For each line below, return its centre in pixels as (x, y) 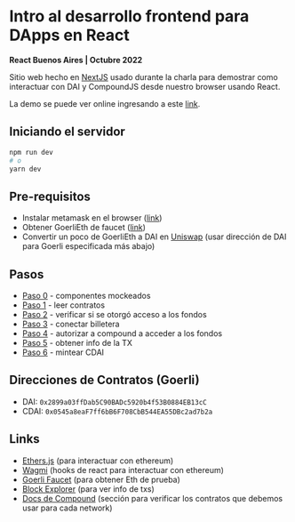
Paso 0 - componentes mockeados (86, 296)
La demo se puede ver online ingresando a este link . (105, 103)
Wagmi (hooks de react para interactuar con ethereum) (123, 470)
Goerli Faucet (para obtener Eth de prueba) (101, 479)
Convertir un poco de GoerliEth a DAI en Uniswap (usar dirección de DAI (154, 237)
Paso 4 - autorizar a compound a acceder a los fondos (122, 333)
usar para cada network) (67, 508)
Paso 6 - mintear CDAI (63, 352)
